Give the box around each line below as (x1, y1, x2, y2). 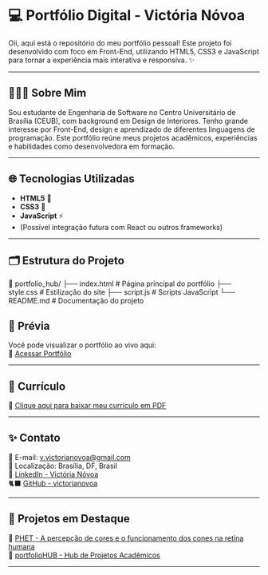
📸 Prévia (8, 319, 50, 332)
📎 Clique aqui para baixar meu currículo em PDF (8, 401, 167, 410)
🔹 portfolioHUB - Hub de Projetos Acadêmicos (8, 550, 161, 560)
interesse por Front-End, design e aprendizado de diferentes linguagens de (8, 125, 255, 134)
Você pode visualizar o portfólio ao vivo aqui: (8, 340, 157, 350)
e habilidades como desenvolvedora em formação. (8, 141, 175, 151)
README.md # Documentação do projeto (8, 296, 144, 306)
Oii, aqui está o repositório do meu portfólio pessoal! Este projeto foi (8, 38, 232, 48)
